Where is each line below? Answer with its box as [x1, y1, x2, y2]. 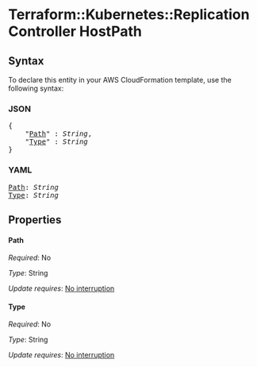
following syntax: [8, 83, 64, 93]
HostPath [79, 22, 143, 41]
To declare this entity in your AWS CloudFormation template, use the [8, 75, 232, 84]
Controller [8, 22, 77, 41]
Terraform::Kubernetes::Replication [8, 6, 250, 24]
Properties [8, 213, 62, 226]
